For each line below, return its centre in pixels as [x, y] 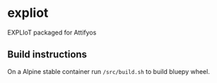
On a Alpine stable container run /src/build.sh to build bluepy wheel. [108, 71]
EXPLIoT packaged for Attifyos [52, 32]
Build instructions [47, 55]
